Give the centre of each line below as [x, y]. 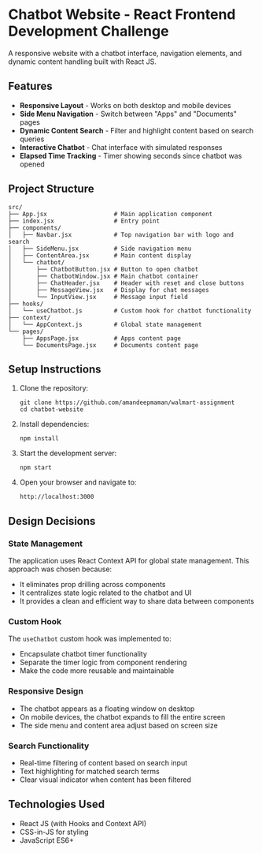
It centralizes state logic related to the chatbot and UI [105, 593]
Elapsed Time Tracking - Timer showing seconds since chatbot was [131, 155]
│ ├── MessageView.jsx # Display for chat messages [109, 290]
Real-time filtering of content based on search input [103, 762]
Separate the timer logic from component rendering [103, 662]
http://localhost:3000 [57, 497]
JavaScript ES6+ [47, 840]
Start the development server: [68, 453]
